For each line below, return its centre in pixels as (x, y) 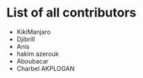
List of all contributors (71, 13)
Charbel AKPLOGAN (45, 68)
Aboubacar (33, 61)
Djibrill (26, 39)
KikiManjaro (34, 32)
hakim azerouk (38, 54)
